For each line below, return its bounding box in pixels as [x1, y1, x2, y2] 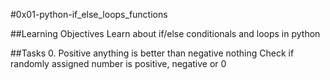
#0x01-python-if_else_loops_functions [10, 9, 168, 20]
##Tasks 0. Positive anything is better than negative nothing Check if [10, 47, 295, 59]
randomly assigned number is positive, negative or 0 [10, 58, 227, 69]
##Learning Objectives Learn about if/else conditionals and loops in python [10, 28, 321, 39]
